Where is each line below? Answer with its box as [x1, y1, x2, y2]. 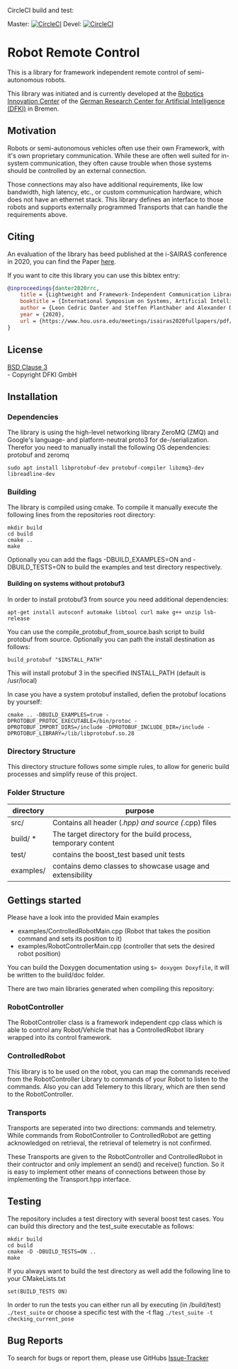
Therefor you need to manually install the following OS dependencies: [7, 443, 211, 452]
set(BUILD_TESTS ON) [7, 1287, 69, 1295]
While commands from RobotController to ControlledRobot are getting [7, 1131, 211, 1139]
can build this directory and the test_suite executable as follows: [7, 1221, 195, 1230]
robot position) [17, 950, 62, 958]
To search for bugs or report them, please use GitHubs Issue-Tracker [7, 1353, 209, 1362]
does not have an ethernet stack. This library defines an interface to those [7, 195, 224, 204]
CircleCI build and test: [7, 6, 74, 14]
